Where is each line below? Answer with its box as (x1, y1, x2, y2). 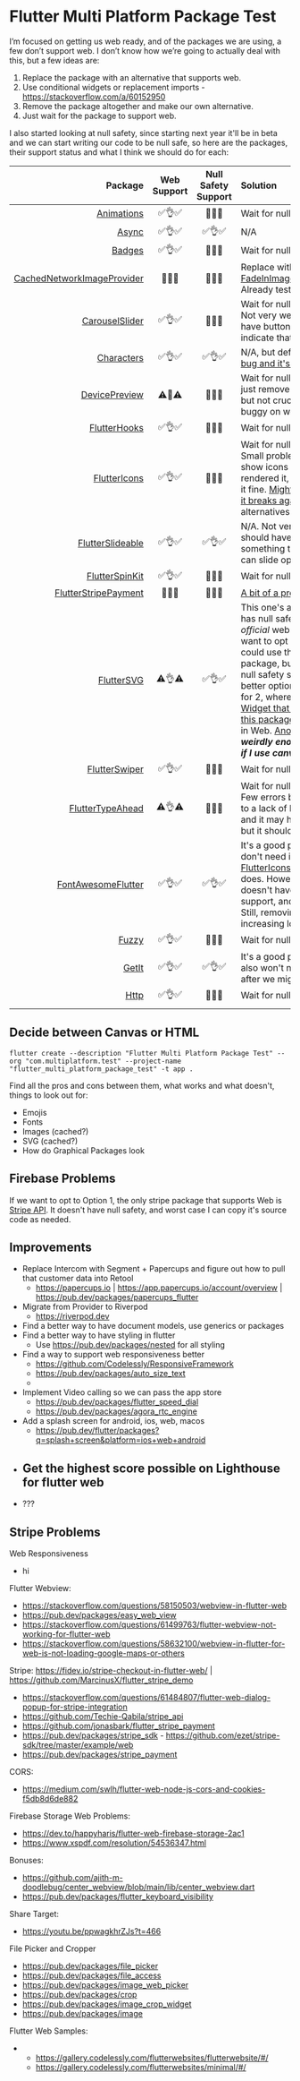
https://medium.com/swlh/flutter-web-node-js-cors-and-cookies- (21, 1784, 266, 1794)
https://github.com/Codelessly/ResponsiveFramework (35, 1358, 234, 1369)
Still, (240, 906, 259, 919)
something (240, 542, 286, 554)
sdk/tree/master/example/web (21, 1740, 134, 1750)
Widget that (240, 701, 290, 714)
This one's (240, 601, 285, 613)
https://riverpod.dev (35, 1311, 110, 1322)
